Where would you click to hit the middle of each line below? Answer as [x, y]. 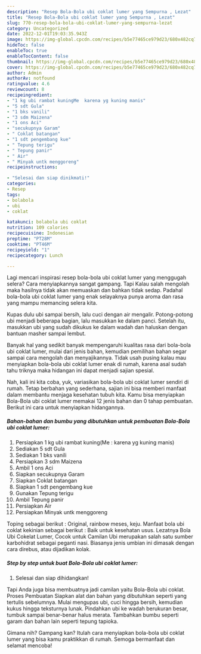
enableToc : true [27, 51]
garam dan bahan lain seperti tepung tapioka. [63, 621]
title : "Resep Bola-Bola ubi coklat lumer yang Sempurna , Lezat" [91, 17]
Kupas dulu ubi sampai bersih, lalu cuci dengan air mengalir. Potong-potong [100, 315]
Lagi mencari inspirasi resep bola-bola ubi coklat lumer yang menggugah [97, 278]
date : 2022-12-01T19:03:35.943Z [47, 34]
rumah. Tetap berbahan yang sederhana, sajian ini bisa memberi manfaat [97, 388]
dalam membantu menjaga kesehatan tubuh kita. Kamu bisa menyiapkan [96, 395]
